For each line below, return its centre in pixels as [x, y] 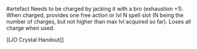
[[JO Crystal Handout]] [35, 40]
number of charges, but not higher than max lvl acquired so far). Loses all [99, 21]
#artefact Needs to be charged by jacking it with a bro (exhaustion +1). [95, 9]
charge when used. [30, 28]
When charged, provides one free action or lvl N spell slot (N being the [95, 15]
